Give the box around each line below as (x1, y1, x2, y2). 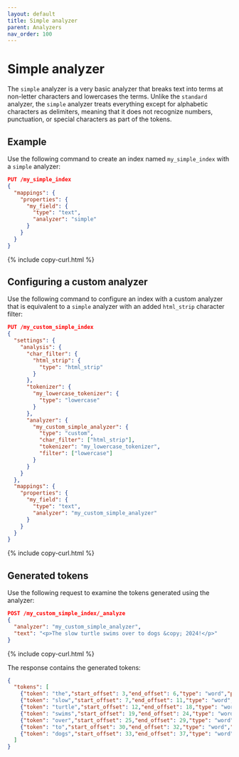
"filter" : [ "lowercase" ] (38, 450, 113, 457)
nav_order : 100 (7, 30, 53, 38)
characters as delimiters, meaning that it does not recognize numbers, (7, 108, 213, 116)
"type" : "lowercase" (38, 397, 100, 404)
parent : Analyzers (7, 24, 62, 31)
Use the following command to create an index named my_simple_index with (7, 155, 230, 163)
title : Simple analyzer (7, 17, 78, 24)
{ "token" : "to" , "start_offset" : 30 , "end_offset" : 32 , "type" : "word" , (20, 723, 231, 731)
